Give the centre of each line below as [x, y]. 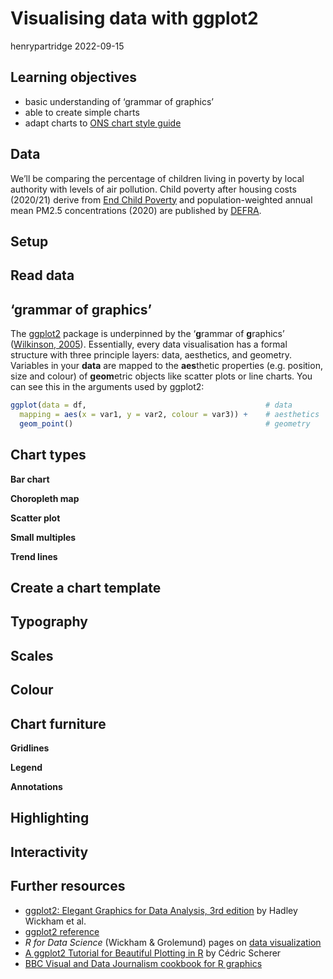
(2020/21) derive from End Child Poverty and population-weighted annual [161, 199]
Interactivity [49, 852]
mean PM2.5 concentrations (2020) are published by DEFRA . [136, 210]
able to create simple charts [82, 112]
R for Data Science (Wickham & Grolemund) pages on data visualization [173, 942]
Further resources [68, 886]
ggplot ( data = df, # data [151, 405]
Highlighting [50, 818]
